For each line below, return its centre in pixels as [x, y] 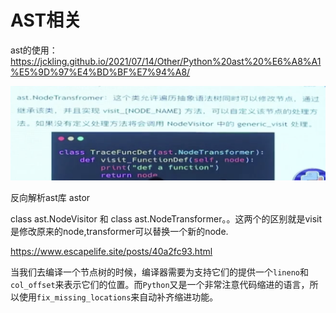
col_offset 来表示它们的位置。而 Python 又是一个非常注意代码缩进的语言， [160, 285]
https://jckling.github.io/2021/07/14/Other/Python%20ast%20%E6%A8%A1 [166, 61]
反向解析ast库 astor [50, 198]
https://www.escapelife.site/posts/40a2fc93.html [111, 252]
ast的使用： [34, 50]
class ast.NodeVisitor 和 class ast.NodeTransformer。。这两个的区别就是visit [166, 219]
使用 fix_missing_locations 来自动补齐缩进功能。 [118, 297]
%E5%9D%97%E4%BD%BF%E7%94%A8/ [100, 72]
